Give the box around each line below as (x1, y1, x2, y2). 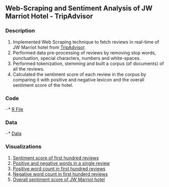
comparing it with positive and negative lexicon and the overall (12, 76, 144, 83)
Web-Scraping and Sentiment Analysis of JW (5, 4, 153, 13)
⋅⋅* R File (5, 106, 24, 112)
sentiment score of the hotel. (12, 82, 74, 88)
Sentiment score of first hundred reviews (12, 154, 99, 161)
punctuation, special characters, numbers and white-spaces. (12, 55, 141, 61)
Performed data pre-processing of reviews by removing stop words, (12, 49, 156, 55)
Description (5, 27, 35, 35)
